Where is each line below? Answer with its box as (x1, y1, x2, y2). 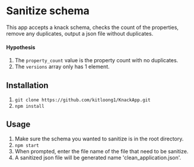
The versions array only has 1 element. (14, 63, 110, 70)
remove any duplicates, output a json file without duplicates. (6, 30, 154, 37)
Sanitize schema (6, 4, 90, 18)
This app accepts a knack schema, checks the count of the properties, (6, 24, 179, 31)
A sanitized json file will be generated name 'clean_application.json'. (14, 154, 182, 161)
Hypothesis (6, 43, 36, 51)
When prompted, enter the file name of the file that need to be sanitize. (14, 147, 189, 155)
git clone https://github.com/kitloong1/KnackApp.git (14, 97, 151, 103)
